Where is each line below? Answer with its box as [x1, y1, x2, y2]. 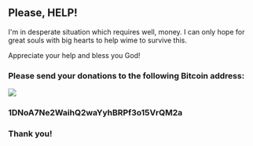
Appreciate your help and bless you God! [8, 50, 141, 60]
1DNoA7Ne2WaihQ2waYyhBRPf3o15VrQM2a [8, 108, 183, 119]
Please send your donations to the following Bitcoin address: [8, 70, 245, 81]
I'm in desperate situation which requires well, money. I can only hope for [8, 27, 245, 36]
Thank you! [8, 128, 53, 139]
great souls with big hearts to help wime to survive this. [8, 35, 187, 45]
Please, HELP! [8, 6, 78, 20]
